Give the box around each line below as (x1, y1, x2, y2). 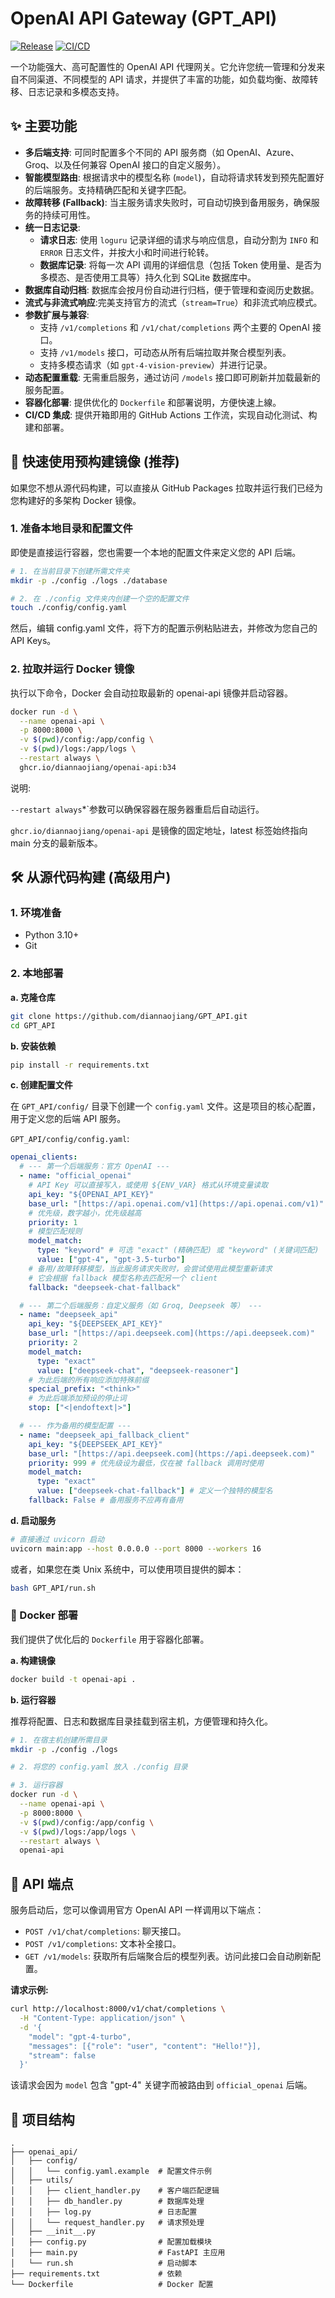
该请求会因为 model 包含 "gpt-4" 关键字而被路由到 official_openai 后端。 (10, 2079, 313, 2091)
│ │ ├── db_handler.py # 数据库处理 (10, 2197, 205, 2207)
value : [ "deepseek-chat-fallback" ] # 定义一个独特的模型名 (36, 1486, 273, 1496)
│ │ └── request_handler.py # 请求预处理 (10, 2218, 205, 2228)
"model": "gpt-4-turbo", (28, 2032, 132, 2042)
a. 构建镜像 (10, 1654, 56, 1666)
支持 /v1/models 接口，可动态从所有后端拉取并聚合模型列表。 (39, 346, 292, 358)
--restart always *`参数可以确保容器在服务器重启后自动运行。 (10, 803, 265, 815)
